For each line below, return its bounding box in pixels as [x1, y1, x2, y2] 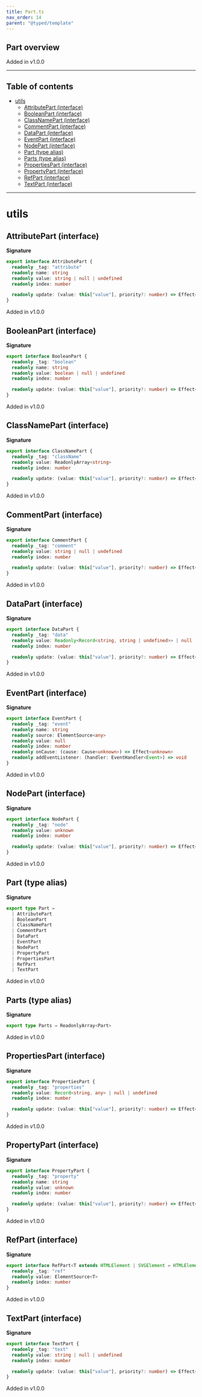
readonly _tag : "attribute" [11, 264, 82, 270]
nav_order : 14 [6, 14, 42, 20]
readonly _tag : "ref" [11, 1268, 66, 1274]
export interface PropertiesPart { [6, 1078, 96, 1085]
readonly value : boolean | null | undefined [11, 370, 125, 376]
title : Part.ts [6, 8, 44, 15]
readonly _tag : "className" [11, 454, 82, 460]
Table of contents [6, 81, 73, 91]
